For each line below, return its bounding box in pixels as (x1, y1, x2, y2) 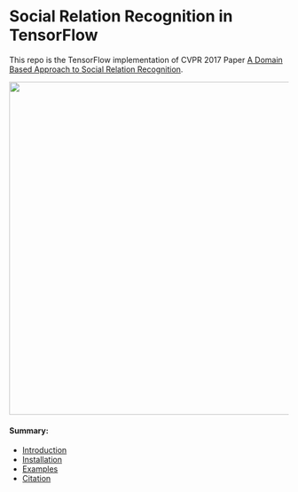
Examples (21, 464, 59, 474)
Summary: (9, 425, 49, 436)
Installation (21, 455, 63, 465)
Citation (21, 473, 51, 484)
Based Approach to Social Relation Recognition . (9, 64, 184, 75)
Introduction (21, 445, 67, 456)
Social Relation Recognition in (9, 6, 233, 27)
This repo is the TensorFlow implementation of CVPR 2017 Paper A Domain (9, 54, 284, 65)
